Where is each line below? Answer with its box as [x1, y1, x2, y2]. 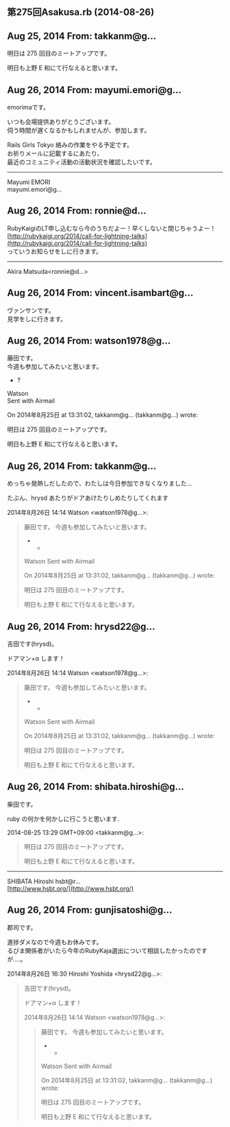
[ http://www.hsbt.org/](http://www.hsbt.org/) [7, 884, 134, 892]
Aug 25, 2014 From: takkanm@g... [7, 30, 157, 42]
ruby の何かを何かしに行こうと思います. [7, 814, 120, 823]
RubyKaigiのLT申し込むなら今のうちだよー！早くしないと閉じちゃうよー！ [7, 224, 216, 232]
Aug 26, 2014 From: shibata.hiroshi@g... [7, 781, 185, 793]
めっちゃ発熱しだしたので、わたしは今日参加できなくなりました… [7, 479, 192, 487]
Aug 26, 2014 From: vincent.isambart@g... [7, 287, 194, 299]
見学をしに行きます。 [7, 314, 67, 323]
